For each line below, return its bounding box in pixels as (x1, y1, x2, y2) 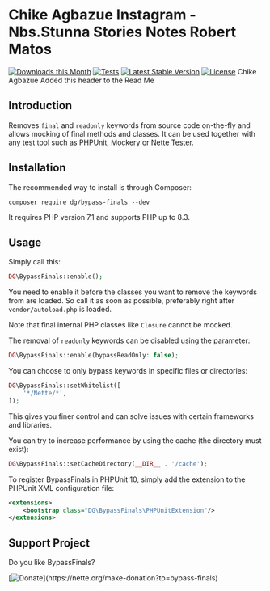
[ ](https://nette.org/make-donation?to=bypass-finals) (8, 573, 218, 583)
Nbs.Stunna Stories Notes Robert (8, 23, 237, 41)
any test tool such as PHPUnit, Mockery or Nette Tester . (8, 137, 194, 147)
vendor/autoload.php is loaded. (8, 305, 112, 314)
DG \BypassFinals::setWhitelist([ (8, 382, 121, 390)
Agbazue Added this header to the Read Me (8, 75, 155, 85)
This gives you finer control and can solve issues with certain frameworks (8, 411, 255, 421)
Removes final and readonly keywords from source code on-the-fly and (8, 120, 251, 130)
